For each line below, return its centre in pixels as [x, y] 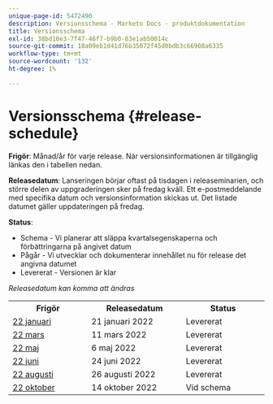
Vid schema [208, 387]
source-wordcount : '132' [50, 62]
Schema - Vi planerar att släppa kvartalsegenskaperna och [119, 237]
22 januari [32, 321]
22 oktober [34, 387]
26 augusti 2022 [123, 374]
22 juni [26, 361]
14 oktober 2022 [124, 387]
